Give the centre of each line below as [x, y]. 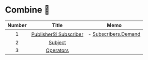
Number [17, 25]
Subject [57, 42]
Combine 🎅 [27, 10]
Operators [57, 50]
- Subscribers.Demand [114, 34]
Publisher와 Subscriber [57, 34]
